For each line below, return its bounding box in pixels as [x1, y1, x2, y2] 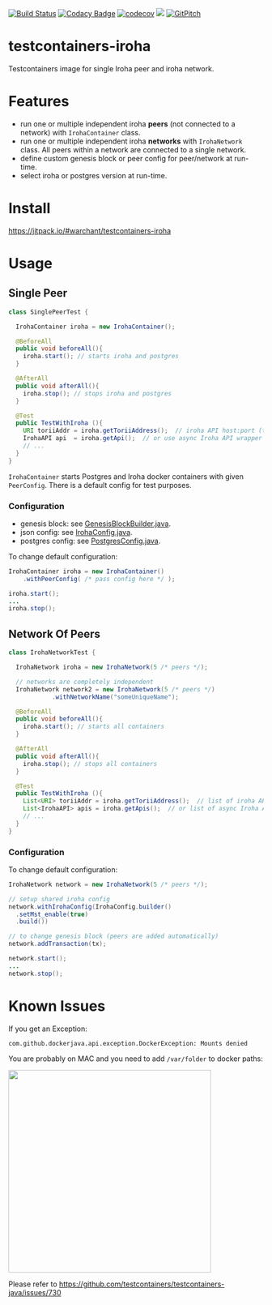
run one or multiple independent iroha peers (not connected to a [19, 118, 236, 129]
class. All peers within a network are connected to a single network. [19, 144, 247, 154]
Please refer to [8, 1279, 58, 1289]
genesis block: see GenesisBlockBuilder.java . [19, 519, 172, 528]
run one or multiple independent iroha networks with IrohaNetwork [19, 136, 243, 146]
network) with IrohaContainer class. [19, 127, 141, 137]
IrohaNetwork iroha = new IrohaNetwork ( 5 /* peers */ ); [15, 663, 208, 672]
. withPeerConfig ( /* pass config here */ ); [23, 575, 176, 583]
